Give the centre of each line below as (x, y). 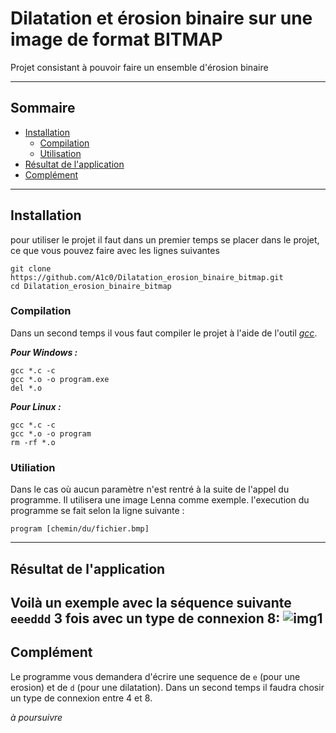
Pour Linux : (36, 406)
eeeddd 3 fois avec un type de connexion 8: (145, 618)
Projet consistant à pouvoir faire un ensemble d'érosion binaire (139, 67)
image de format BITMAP (116, 39)
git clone (31, 268)
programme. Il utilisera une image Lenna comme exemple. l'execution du (160, 500)
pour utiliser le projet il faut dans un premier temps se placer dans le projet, (165, 239)
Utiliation (33, 467)
